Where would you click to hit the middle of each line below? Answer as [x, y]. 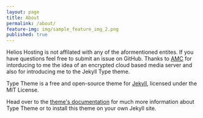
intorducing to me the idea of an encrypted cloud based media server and [99, 65]
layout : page [23, 12]
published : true [27, 35]
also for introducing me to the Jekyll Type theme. [68, 72]
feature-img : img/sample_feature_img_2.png [63, 29]
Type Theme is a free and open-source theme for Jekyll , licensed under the [102, 84]
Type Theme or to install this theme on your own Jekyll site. [81, 108]
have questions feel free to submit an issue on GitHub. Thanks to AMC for [99, 59]
